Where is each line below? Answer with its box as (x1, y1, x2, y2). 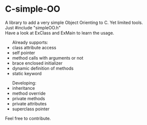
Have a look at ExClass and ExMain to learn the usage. (5, 30, 114, 36)
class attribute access (12, 44, 56, 50)
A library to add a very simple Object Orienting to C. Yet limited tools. (5, 20, 143, 25)
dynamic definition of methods (12, 65, 74, 71)
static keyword (12, 70, 42, 76)
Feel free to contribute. (5, 115, 51, 121)
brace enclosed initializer (12, 60, 63, 66)
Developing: (12, 80, 37, 86)
